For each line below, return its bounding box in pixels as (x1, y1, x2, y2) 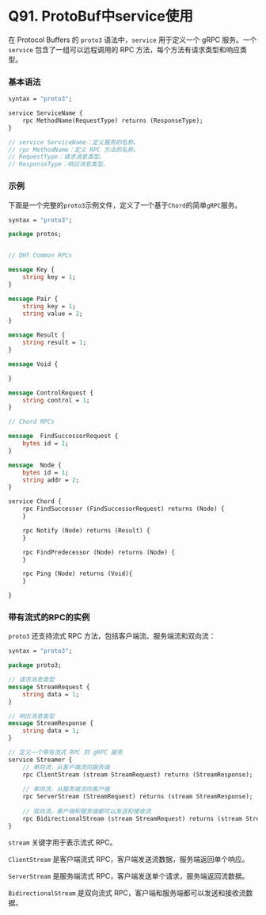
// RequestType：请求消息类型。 (8, 153, 105, 161)
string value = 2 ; (22, 310, 83, 318)
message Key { (8, 266, 55, 274)
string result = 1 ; (22, 338, 87, 347)
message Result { (8, 331, 66, 339)
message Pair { (8, 295, 59, 303)
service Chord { (8, 498, 62, 505)
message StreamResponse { (8, 719, 93, 727)
